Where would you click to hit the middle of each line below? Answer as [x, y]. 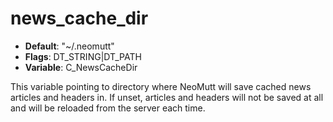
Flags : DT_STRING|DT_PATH [83, 56]
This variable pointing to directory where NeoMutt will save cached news [161, 86]
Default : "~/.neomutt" [69, 46]
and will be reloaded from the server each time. [108, 108]
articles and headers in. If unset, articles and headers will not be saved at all [167, 97]
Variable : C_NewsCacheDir [81, 67]
